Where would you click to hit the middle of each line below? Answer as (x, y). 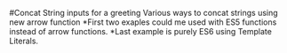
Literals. (24, 41)
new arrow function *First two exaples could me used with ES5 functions (143, 22)
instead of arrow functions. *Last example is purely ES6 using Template (141, 31)
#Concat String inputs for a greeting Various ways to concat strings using (143, 13)
